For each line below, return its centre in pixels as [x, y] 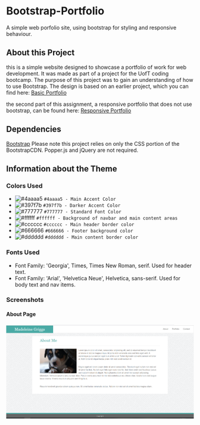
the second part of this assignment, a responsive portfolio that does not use [99, 104]
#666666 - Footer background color [89, 231]
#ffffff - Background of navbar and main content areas [107, 218]
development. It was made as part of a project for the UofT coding [87, 74]
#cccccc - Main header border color [89, 225]
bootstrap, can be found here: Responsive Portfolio [69, 110]
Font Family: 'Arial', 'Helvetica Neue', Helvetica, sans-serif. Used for [97, 278]
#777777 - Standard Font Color [83, 212]
